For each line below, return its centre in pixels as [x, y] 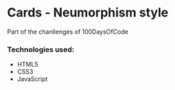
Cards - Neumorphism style [88, 13]
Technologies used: [41, 49]
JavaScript [32, 79]
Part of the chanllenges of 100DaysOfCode [68, 32]
